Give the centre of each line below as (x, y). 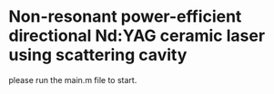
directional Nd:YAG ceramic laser (137, 36)
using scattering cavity (98, 55)
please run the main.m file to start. (73, 80)
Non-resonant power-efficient (125, 17)
